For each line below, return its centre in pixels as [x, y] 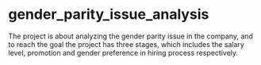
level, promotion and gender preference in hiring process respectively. [123, 52]
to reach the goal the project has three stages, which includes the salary [126, 44]
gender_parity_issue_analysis [109, 14]
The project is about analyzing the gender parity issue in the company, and [131, 36]
